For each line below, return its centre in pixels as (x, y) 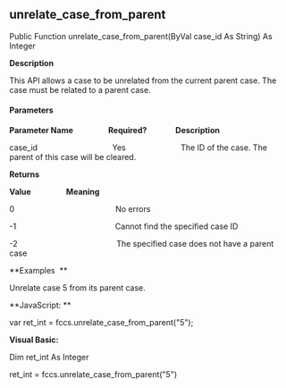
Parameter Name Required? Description (115, 131)
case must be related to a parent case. (80, 89)
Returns (25, 174)
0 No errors (80, 209)
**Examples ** (38, 271)
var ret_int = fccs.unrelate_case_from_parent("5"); (101, 323)
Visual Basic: (34, 340)
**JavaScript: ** (40, 305)
